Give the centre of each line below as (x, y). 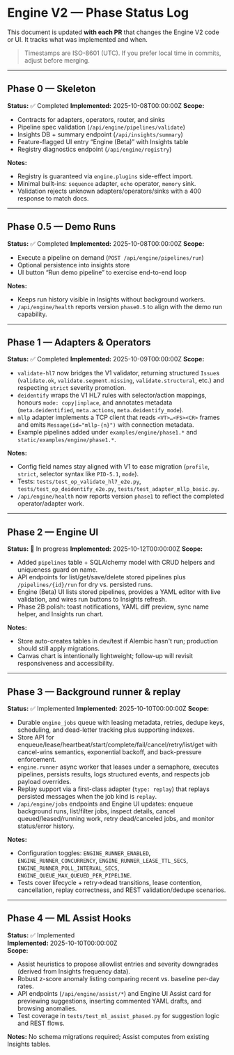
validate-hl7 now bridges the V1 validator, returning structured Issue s (118, 373)
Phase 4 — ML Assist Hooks (69, 918)
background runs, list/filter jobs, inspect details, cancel (96, 811)
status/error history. (46, 826)
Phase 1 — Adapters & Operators (79, 342)
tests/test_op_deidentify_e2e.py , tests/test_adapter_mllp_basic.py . (118, 489)
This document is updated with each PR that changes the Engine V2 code (113, 32)
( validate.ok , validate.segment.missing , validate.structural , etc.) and (120, 380)
